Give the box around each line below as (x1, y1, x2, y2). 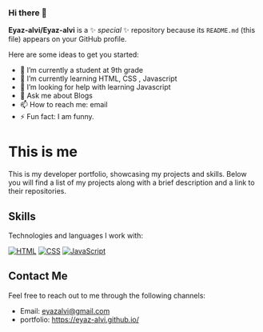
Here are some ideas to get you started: (8, 50, 140, 59)
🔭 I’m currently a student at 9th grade (19, 66, 144, 75)
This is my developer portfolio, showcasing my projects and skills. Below (8, 170, 247, 179)
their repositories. (8, 186, 66, 196)
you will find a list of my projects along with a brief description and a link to (8, 178, 255, 187)
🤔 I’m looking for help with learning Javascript (19, 82, 171, 92)
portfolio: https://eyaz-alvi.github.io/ (19, 314, 140, 324)
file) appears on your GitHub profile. (8, 34, 127, 44)
